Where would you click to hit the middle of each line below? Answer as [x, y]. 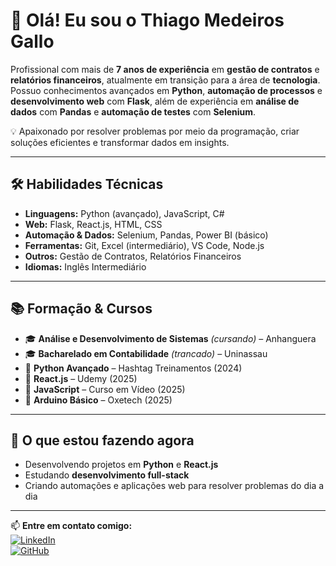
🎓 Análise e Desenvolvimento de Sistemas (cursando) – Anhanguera [170, 338]
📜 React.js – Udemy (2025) [81, 378]
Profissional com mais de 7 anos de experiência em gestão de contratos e [165, 69]
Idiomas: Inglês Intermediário [85, 266]
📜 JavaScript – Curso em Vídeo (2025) [105, 389]
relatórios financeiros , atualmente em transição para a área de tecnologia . [165, 80]
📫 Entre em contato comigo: [71, 526]
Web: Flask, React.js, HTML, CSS [93, 224]
